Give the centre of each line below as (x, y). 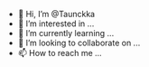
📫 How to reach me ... (60, 53)
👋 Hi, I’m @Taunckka (56, 14)
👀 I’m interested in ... (56, 24)
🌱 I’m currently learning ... (66, 33)
